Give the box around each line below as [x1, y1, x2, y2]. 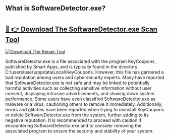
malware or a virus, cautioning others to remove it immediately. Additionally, [5, 101, 163, 107]
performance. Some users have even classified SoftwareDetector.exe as [5, 96, 155, 102]
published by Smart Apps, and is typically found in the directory [5, 64, 138, 69]
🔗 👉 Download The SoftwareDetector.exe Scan [5, 25, 158, 33]
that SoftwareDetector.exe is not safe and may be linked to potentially [5, 80, 150, 86]
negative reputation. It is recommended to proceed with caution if [5, 117, 142, 123]
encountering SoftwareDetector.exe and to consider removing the [5, 123, 142, 128]
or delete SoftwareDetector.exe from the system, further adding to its [5, 112, 149, 118]
